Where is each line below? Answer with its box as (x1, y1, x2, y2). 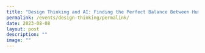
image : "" (6, 37, 32, 43)
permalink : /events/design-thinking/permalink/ (6, 15, 130, 21)
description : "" (6, 32, 48, 38)
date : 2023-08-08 (6, 20, 51, 26)
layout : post (6, 26, 40, 32)
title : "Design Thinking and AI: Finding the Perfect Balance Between (6, 9, 190, 15)
